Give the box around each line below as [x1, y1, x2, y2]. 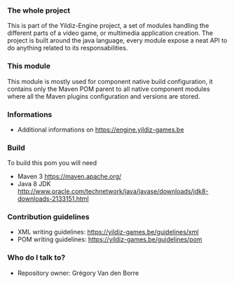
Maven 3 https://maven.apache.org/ [17, 172, 122, 180]
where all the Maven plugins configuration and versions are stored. [7, 92, 200, 100]
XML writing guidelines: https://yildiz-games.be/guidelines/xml [17, 228, 199, 236]
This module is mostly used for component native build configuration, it [7, 77, 213, 85]
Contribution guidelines [7, 212, 90, 222]
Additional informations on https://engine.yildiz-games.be [17, 125, 184, 134]
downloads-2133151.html [17, 194, 89, 203]
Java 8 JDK [17, 180, 51, 188]
